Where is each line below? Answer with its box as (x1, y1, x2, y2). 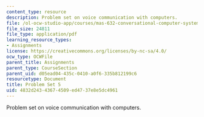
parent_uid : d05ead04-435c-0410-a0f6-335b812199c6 (6, 71, 137, 77)
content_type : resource (6, 8, 67, 15)
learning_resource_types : (6, 37, 72, 43)
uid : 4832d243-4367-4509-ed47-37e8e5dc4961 (6, 87, 118, 93)
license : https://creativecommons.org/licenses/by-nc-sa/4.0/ (6, 48, 167, 54)
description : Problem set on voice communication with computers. (6, 14, 178, 21)
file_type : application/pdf (6, 31, 78, 37)
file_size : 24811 (6, 25, 50, 32)
